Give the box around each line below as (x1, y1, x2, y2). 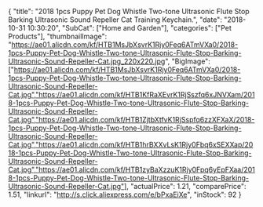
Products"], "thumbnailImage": (8, 31, 108, 41)
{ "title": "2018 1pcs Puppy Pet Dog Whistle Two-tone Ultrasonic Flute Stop (8, 7, 250, 16)
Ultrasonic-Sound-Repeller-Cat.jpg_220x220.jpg (8, 56, 166, 66)
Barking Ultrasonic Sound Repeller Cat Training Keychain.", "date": (8, 15, 222, 24)
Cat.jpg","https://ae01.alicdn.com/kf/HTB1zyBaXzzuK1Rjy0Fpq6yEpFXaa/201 (8, 165, 255, 174)
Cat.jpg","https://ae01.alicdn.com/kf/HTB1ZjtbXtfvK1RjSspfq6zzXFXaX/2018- (8, 115, 255, 124)
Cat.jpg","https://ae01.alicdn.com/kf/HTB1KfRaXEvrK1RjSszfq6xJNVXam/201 (8, 90, 255, 99)
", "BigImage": (164, 56, 210, 66)
